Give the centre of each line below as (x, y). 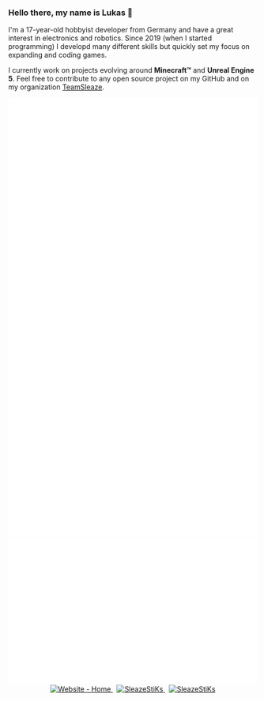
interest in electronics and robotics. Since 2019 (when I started (110, 38)
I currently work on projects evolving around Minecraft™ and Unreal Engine (131, 70)
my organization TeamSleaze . (57, 87)
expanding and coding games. (58, 55)
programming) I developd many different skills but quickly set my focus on (129, 47)
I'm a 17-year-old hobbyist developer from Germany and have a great (121, 30)
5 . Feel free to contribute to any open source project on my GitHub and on (129, 79)
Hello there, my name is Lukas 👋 (70, 13)
